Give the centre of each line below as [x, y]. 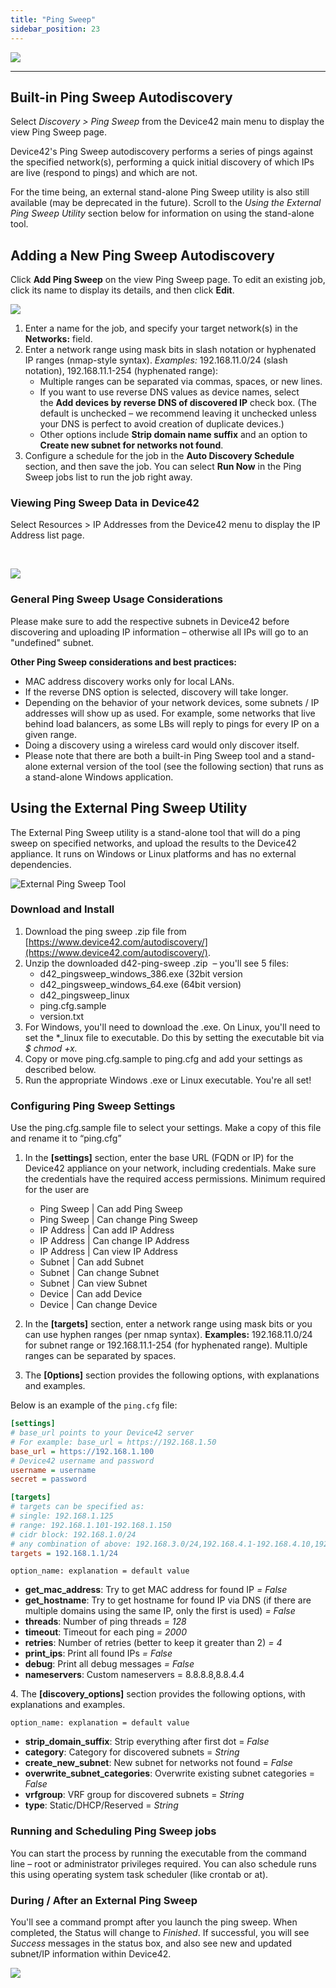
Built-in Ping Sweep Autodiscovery [121, 97]
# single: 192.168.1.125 [62, 1516]
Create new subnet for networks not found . [131, 445]
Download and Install [62, 909]
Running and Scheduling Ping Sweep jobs [113, 1831]
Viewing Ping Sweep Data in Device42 [105, 503]
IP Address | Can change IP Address [114, 1241]
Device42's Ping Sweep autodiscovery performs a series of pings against [161, 152]
